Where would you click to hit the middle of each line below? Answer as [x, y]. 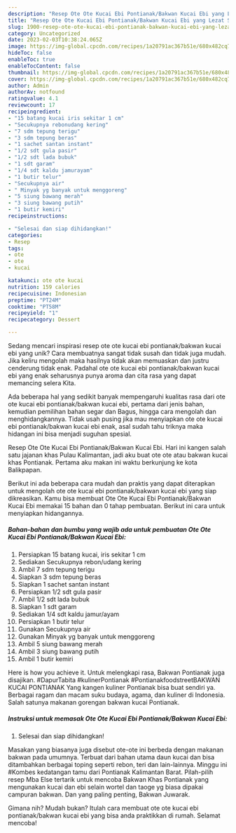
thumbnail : [24, 72]
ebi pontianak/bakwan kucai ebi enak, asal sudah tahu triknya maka [106, 426]
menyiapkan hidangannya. [46, 513]
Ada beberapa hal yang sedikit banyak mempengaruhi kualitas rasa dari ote [117, 396]
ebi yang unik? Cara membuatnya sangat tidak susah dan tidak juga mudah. [117, 353]
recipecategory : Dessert [44, 320]
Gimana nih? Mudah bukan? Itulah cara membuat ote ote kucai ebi [103, 808]
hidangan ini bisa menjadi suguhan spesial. [70, 434]
